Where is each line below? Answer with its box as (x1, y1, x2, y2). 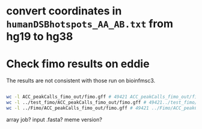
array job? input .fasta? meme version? (6, 116, 102, 123)
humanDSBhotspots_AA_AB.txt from (6, 17, 173, 31)
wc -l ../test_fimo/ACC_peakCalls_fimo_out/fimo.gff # (6, 100, 147, 106)
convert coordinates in (6, 4, 122, 18)
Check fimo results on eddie (6, 57, 150, 71)
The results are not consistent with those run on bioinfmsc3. (6, 77, 156, 85)
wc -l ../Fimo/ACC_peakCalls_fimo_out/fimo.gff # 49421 (6, 105, 149, 111)
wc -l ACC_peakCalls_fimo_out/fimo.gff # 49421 (6, 94, 128, 100)
